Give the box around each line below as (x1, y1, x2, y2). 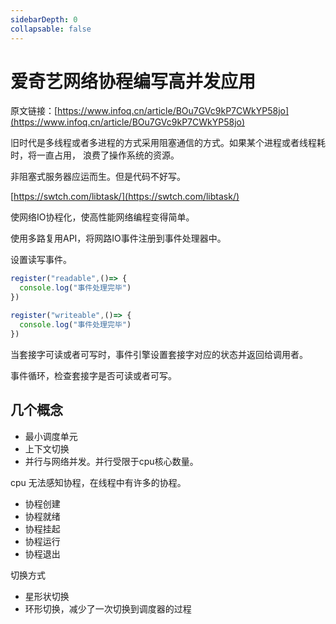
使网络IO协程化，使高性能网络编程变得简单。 (10, 211, 195, 223)
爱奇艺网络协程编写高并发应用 (10, 70, 257, 93)
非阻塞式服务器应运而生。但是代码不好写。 (10, 171, 186, 183)
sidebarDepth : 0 (10, 14, 78, 25)
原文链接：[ (10, 105, 58, 117)
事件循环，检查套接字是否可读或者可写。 (10, 369, 177, 381)
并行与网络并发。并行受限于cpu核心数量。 (24, 455, 199, 467)
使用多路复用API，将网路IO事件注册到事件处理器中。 (10, 232, 227, 245)
